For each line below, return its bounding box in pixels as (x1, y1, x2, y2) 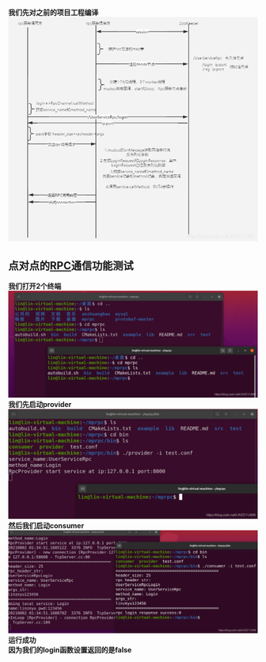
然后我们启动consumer (8, 521, 85, 531)
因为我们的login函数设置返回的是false (8, 645, 132, 655)
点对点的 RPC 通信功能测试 (8, 259, 134, 272)
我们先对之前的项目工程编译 (8, 8, 99, 17)
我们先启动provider (8, 399, 72, 409)
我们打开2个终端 (8, 281, 62, 291)
